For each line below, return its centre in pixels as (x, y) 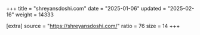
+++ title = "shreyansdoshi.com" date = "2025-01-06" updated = (86, 8)
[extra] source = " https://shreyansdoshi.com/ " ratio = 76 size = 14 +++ (93, 26)
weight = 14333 (34, 15)
